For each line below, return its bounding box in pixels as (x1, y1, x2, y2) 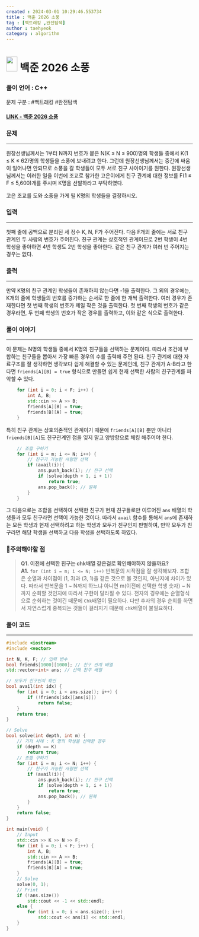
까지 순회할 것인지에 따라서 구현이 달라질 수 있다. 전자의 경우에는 (20, 589, 169, 596)
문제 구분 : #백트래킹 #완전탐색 (6, 99, 78, 106)
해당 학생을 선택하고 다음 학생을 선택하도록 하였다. (21, 529, 137, 536)
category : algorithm (6, 31, 60, 37)
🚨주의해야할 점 (6, 545, 46, 554)
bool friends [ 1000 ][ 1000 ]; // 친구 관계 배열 (6, 662, 113, 668)
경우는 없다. (6, 250, 34, 258)
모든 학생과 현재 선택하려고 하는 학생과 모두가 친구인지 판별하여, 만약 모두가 (12, 522, 187, 529)
